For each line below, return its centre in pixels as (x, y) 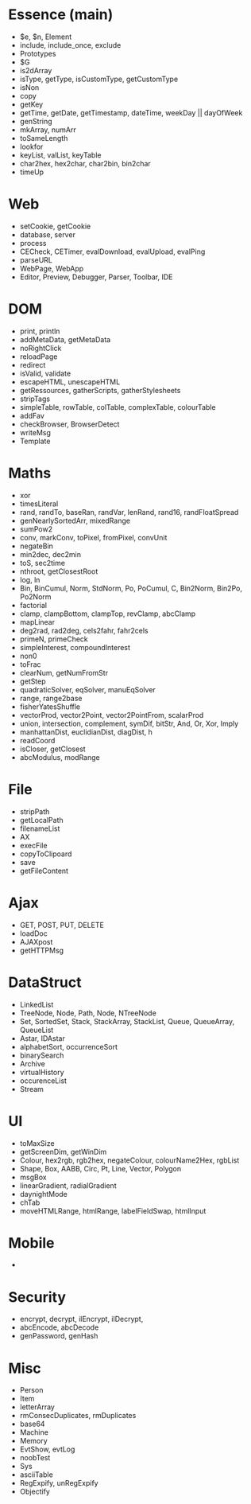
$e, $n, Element (46, 37)
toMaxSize (37, 1143)
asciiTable (36, 1475)
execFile (33, 845)
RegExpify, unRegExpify (59, 1483)
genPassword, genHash (59, 1336)
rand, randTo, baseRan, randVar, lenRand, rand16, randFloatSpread (129, 512)
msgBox (33, 1177)
